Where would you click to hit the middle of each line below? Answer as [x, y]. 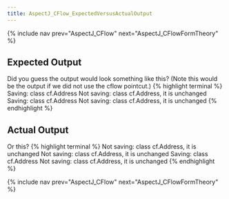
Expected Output [44, 63]
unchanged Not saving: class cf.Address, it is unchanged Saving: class [108, 154]
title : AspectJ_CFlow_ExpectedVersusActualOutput [80, 13]
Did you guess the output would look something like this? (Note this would [112, 79]
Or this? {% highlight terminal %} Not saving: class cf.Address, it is [102, 146]
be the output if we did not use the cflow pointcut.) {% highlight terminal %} [115, 86]
